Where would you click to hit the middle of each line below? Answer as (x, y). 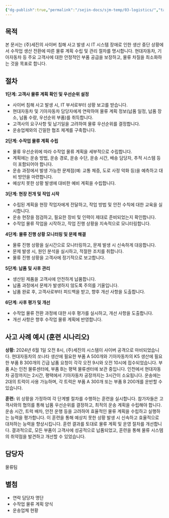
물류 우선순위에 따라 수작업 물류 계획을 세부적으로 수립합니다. (72, 151)
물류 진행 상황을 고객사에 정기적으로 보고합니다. (59, 257)
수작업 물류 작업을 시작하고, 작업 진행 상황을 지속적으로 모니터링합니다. (81, 224)
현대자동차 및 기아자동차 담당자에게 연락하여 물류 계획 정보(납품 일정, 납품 (84, 111)
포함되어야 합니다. (35, 164)
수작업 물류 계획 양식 (33, 504)
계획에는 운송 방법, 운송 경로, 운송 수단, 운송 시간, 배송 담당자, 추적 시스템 (84, 158)
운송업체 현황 (25, 510)
